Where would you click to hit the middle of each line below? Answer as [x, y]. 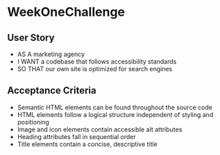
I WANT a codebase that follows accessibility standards [97, 62]
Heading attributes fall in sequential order [77, 136]
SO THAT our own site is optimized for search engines [95, 69]
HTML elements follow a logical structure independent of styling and [115, 114]
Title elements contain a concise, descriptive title [87, 144]
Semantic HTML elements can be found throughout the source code [115, 107]
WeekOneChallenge [66, 12]
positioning [33, 122]
